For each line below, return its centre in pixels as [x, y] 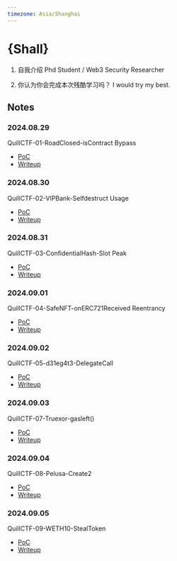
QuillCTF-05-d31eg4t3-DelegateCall [60, 363]
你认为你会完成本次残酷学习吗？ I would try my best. [94, 84]
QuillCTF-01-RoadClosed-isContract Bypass [72, 143]
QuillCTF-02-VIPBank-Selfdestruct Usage [68, 198]
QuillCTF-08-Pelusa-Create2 [50, 474]
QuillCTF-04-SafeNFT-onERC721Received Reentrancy [86, 309]
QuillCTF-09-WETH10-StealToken [57, 528]
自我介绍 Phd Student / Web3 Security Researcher [91, 70]
